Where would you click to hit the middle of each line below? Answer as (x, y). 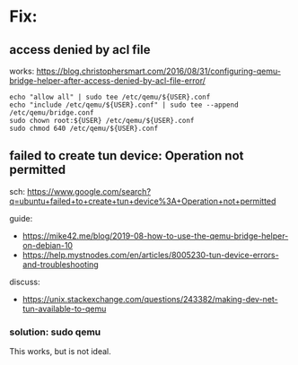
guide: (21, 218)
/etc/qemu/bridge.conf (52, 113)
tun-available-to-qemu (64, 309)
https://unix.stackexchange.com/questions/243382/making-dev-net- (150, 299)
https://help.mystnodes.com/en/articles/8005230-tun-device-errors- (151, 255)
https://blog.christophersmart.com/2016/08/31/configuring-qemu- (158, 71)
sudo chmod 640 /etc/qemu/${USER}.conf (84, 128)
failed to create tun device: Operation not (127, 156)
